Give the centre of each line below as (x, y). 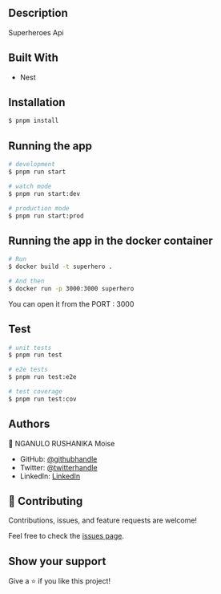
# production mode (39, 208)
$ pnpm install (34, 121)
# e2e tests (28, 370)
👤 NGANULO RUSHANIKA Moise (62, 443)
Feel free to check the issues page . (66, 536)
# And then (26, 281)
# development (32, 165)
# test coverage (35, 392)
